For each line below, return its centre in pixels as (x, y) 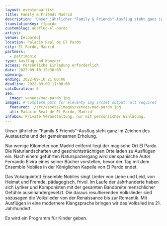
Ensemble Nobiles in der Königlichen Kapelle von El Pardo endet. (72, 167)
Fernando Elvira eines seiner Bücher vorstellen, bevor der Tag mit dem (77, 161)
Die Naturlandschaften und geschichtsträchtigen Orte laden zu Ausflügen (80, 151)
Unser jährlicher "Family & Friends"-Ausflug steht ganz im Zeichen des (78, 131)
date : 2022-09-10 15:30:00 (33, 70)
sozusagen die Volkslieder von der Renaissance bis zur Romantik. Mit (76, 198)
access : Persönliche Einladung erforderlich (52, 65)
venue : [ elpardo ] (23, 38)
